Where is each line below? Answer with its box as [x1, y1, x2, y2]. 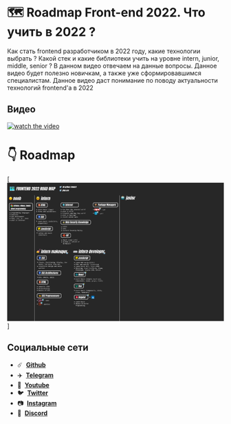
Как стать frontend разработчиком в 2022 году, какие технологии [7, 47, 201, 55]
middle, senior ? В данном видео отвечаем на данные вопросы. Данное [7, 61, 217, 70]
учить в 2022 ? [7, 24, 96, 40]
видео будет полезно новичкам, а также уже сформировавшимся [7, 69, 201, 77]
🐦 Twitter [16, 388, 48, 396]
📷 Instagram [16, 398, 57, 407]
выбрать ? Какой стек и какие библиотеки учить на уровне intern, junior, [7, 54, 220, 62]
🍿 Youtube [16, 381, 49, 389]
